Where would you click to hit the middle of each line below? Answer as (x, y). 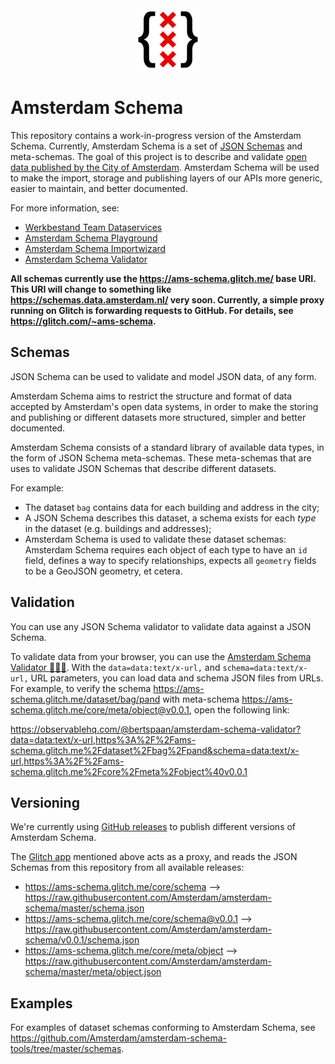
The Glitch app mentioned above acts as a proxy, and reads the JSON (154, 857)
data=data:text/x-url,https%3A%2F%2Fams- (103, 739)
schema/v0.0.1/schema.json (82, 940)
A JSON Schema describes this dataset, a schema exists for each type (170, 518)
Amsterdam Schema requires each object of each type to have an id (166, 549)
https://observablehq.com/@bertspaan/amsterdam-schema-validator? (156, 729)
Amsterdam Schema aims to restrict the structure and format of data (151, 396)
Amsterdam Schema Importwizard (95, 248)
